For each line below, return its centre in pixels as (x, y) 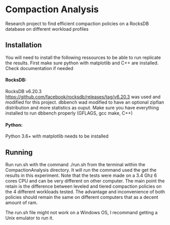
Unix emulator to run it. (29, 218)
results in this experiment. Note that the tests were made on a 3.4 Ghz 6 (81, 175)
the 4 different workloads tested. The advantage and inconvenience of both (85, 192)
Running (19, 152)
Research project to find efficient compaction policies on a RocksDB (77, 24)
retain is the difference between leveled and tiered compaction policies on (84, 186)
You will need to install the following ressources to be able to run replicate (83, 57)
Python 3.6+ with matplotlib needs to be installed (57, 136)
